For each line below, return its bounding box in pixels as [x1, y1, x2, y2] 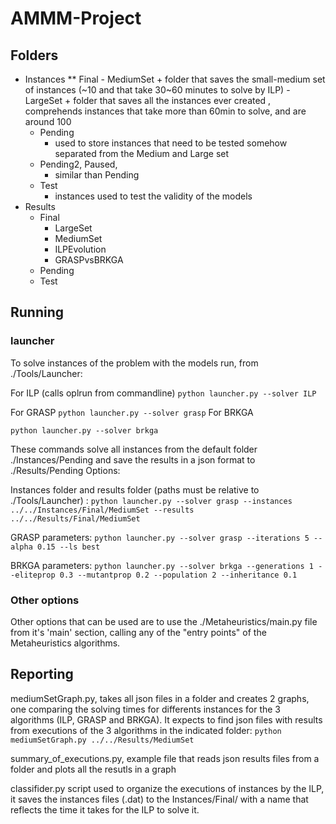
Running [10, 304, 65, 321]
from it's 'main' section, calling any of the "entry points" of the [10, 626, 267, 638]
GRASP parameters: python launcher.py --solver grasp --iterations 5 [10, 531, 310, 543]
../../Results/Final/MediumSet [10, 513, 141, 524]
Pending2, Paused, [39, 158, 118, 170]
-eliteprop [10, 570, 56, 580]
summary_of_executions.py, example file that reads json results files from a [10, 752, 320, 764]
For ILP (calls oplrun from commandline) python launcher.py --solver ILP [10, 387, 317, 399]
